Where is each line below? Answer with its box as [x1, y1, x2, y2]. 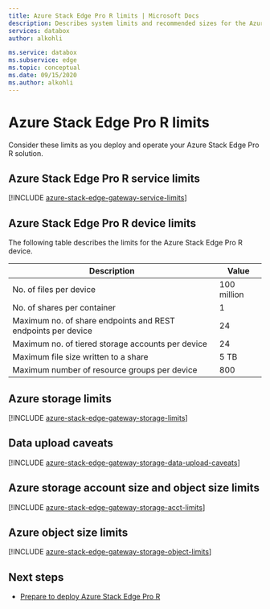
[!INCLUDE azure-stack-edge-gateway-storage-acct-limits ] [8, 502, 206, 512]
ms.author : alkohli [8, 78, 74, 87]
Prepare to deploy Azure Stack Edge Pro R [19, 592, 161, 602]
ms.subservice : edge [8, 56, 78, 64]
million [219, 289, 244, 300]
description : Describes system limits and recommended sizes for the [8, 19, 247, 27]
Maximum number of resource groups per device [12, 364, 198, 376]
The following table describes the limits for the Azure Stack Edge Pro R [8, 238, 243, 248]
